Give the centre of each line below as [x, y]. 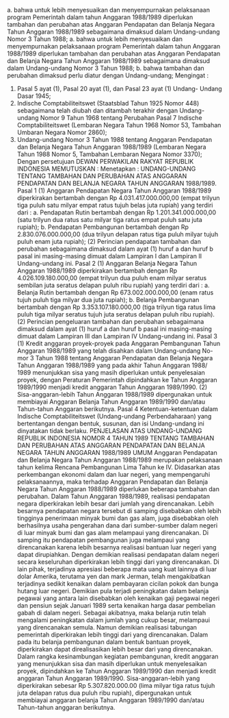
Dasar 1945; [34, 96]
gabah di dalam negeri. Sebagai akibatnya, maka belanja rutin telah [111, 613]
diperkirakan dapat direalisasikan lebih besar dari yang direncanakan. [115, 649]
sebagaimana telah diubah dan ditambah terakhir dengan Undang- [111, 110]
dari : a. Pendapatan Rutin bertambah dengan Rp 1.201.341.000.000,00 [117, 212]
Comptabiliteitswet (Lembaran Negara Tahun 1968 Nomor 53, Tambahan [119, 125]
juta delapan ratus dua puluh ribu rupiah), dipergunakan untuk [104, 693]
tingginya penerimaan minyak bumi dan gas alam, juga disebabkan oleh [118, 518]
